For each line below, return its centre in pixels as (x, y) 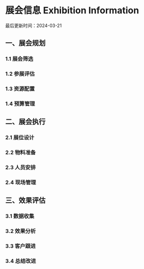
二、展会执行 (25, 122)
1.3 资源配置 (20, 89)
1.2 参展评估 (20, 74)
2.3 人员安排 (21, 168)
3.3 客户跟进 (21, 246)
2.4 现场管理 (21, 182)
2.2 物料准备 (21, 152)
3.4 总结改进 (21, 261)
